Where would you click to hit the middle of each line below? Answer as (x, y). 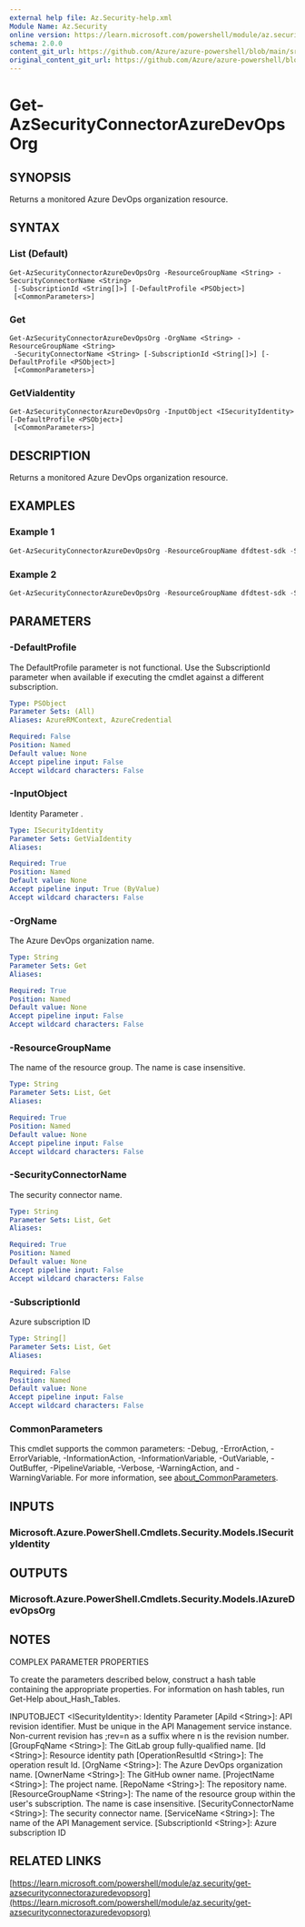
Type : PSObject (38, 703)
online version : (40, 35)
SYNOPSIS (40, 177)
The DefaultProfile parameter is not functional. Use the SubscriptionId (140, 667)
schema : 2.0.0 (36, 43)
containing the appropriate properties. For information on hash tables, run (147, 1689)
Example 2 (33, 574)
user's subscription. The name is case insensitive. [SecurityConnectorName (152, 1803)
